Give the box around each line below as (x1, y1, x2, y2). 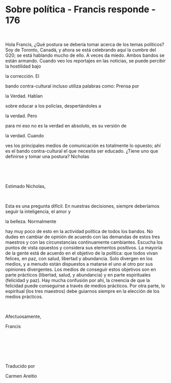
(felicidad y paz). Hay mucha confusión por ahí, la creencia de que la (5, 277, 150, 283)
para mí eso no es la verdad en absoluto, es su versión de (5, 122, 127, 129)
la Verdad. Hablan (5, 93, 43, 99)
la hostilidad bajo (5, 63, 41, 69)
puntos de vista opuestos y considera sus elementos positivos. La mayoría (5, 244, 162, 250)
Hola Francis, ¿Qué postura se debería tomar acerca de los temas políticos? (5, 41, 164, 47)
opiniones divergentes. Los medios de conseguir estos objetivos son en (5, 266, 156, 272)
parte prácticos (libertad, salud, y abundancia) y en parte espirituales (5, 271, 151, 278)
